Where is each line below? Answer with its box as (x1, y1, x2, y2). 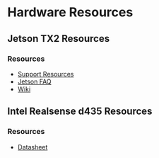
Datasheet (17, 142, 48, 151)
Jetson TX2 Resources (7, 33, 110, 45)
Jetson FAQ (17, 77, 52, 86)
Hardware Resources (7, 4, 134, 21)
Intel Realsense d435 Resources (7, 106, 153, 118)
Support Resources (17, 69, 74, 78)
